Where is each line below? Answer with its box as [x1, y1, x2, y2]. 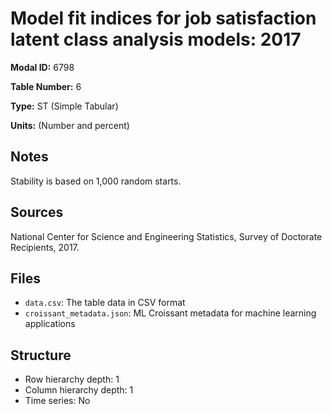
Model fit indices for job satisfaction [10, 7, 317, 30]
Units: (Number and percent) [10, 119, 130, 131]
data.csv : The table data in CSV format [24, 297, 186, 309]
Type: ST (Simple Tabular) [10, 100, 119, 112]
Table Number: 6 [10, 80, 82, 92]
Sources [10, 204, 64, 221]
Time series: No [24, 395, 91, 407]
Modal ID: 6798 [10, 61, 75, 73]
